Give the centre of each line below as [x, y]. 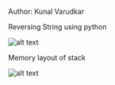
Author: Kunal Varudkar [46, 12]
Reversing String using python [57, 27]
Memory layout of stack [47, 58]
